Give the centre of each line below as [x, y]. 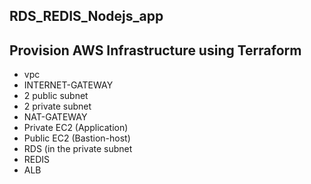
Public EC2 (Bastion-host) [77, 138]
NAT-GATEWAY [55, 117]
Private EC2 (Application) [76, 128]
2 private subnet [57, 106]
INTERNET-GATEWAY [68, 85]
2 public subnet [56, 96]
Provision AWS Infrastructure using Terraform [155, 50]
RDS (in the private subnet [78, 149]
